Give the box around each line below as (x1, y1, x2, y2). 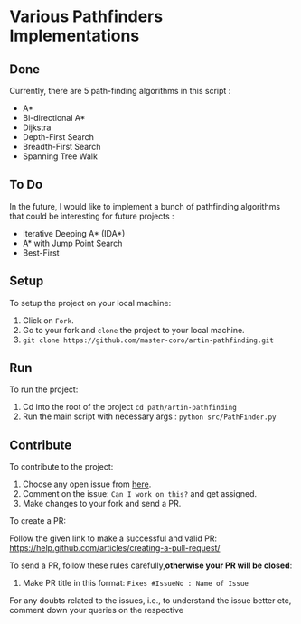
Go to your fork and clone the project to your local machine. (22, 324, 246, 335)
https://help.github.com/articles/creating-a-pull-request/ (9, 543, 221, 554)
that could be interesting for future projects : (9, 210, 174, 221)
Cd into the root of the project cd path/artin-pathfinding (22, 402, 237, 413)
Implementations (9, 25, 140, 46)
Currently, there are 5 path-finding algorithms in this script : (9, 86, 231, 96)
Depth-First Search (22, 132, 95, 142)
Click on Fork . (22, 314, 74, 326)
